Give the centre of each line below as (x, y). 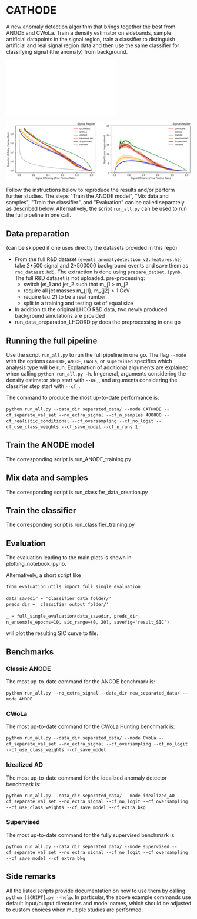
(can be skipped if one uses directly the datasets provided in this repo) (92, 248)
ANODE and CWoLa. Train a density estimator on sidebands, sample (89, 32)
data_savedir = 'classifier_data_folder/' (59, 599)
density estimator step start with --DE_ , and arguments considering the (92, 380)
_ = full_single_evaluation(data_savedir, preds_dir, (74, 617)
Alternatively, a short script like (44, 575)
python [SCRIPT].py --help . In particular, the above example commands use (98, 897)
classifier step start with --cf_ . (43, 386)
